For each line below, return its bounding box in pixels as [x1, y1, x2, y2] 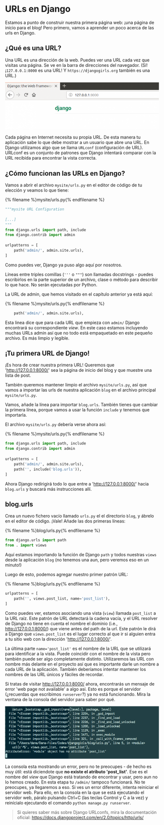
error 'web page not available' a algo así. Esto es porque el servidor [5, 686, 141, 692]
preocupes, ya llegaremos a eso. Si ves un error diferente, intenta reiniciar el [5, 784, 159, 790]
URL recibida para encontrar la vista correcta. [5, 155, 97, 161]
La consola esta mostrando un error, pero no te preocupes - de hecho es [5, 764, 152, 769]
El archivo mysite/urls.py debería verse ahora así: [5, 422, 106, 427]
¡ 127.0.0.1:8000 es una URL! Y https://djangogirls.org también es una [5, 67, 150, 73]
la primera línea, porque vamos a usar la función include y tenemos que [5, 407, 150, 413]
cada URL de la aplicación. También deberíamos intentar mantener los [5, 666, 146, 672]
